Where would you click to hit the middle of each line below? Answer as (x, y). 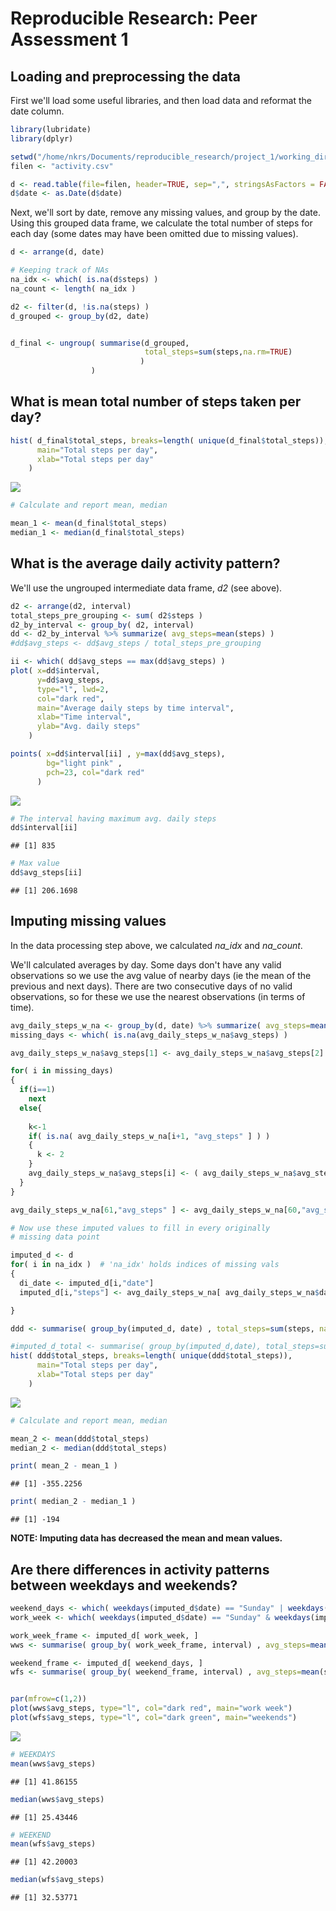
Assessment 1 (69, 39)
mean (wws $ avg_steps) (53, 1763)
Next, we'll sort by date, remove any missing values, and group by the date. (165, 213)
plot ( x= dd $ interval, (55, 671)
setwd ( (24, 157)
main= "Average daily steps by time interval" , (135, 708)
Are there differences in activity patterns (140, 1569)
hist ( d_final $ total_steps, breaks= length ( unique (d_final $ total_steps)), (169, 440)
